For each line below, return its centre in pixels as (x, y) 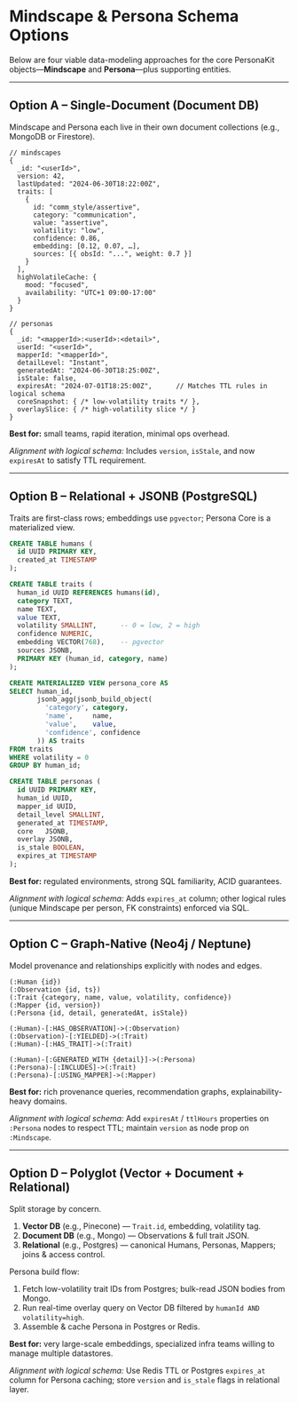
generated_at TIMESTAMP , (63, 823)
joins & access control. (63, 1254)
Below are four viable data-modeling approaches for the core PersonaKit (142, 60)
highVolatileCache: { (57, 277)
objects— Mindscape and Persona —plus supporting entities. (121, 69)
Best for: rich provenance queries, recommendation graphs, (119, 1091)
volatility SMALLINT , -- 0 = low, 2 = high (109, 626)
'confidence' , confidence (93, 732)
